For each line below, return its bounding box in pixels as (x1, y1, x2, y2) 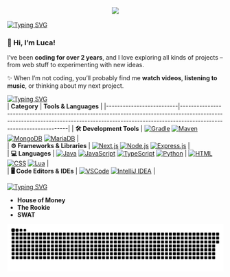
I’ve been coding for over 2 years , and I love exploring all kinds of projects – (7, 53, 223, 62)
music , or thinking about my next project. (7, 82, 124, 90)
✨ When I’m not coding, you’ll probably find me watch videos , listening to (7, 74, 218, 82)
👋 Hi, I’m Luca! (7, 38, 56, 47)
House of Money (16, 196, 66, 204)
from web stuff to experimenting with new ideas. (7, 61, 144, 69)
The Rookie (16, 204, 50, 212)
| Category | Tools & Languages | (7, 102, 103, 110)
